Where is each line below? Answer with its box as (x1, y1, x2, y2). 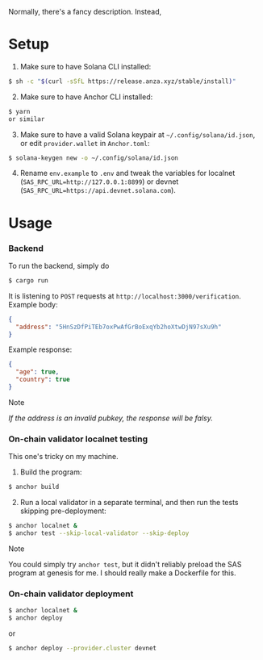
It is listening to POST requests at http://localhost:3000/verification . (8, 290, 242, 301)
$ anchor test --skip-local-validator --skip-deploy (8, 528, 190, 537)
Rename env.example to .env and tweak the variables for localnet (19, 169, 236, 178)
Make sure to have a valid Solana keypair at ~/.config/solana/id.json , (19, 129, 256, 140)
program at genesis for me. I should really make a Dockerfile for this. (8, 568, 236, 578)
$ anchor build (8, 483, 60, 491)
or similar (8, 115, 45, 123)
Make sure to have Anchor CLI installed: (19, 92, 153, 102)
